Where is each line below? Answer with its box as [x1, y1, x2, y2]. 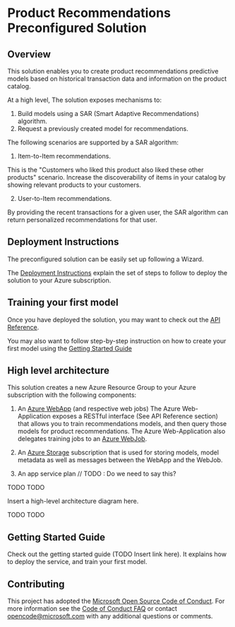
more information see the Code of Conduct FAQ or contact [7, 604, 178, 613]
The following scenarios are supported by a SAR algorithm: [7, 138, 179, 146]
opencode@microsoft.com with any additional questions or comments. [7, 612, 213, 621]
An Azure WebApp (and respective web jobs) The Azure [17, 405, 181, 413]
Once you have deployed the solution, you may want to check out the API [7, 315, 221, 323]
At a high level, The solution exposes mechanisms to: [7, 96, 162, 104]
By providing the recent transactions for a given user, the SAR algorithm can [7, 208, 229, 217]
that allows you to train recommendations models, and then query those [17, 420, 227, 428]
